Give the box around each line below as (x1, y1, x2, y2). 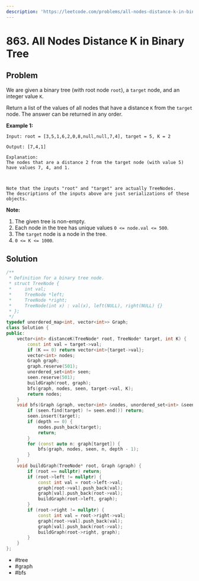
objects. (6, 195, 28, 202)
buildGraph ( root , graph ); (27, 380, 92, 386)
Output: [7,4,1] (6, 144, 46, 150)
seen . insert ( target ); (27, 413, 81, 419)
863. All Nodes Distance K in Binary (6, 34, 185, 48)
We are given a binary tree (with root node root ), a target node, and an (6, 86, 180, 93)
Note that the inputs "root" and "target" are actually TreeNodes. (6, 185, 176, 191)
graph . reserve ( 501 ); (27, 364, 78, 370)
